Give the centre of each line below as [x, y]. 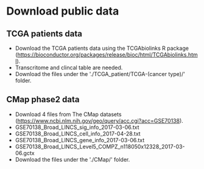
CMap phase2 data [43, 99]
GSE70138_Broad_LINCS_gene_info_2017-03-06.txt [80, 140]
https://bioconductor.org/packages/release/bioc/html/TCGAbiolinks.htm [107, 55]
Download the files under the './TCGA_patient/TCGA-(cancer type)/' [100, 74]
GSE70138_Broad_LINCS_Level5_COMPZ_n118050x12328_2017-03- [100, 147]
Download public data [63, 11]
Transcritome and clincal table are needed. [69, 67]
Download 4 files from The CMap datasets [68, 114]
